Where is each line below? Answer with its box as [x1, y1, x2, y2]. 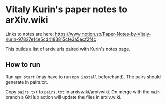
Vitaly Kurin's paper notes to [5, 4, 127, 15]
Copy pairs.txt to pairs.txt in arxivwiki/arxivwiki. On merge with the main [5, 89, 160, 95]
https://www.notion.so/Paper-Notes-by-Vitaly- [55, 31, 151, 37]
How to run [5, 60, 41, 69]
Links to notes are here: [5, 31, 54, 37]
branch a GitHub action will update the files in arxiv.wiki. [5, 94, 122, 100]
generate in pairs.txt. [5, 79, 49, 85]
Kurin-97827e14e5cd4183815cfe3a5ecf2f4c [5, 36, 97, 42]
